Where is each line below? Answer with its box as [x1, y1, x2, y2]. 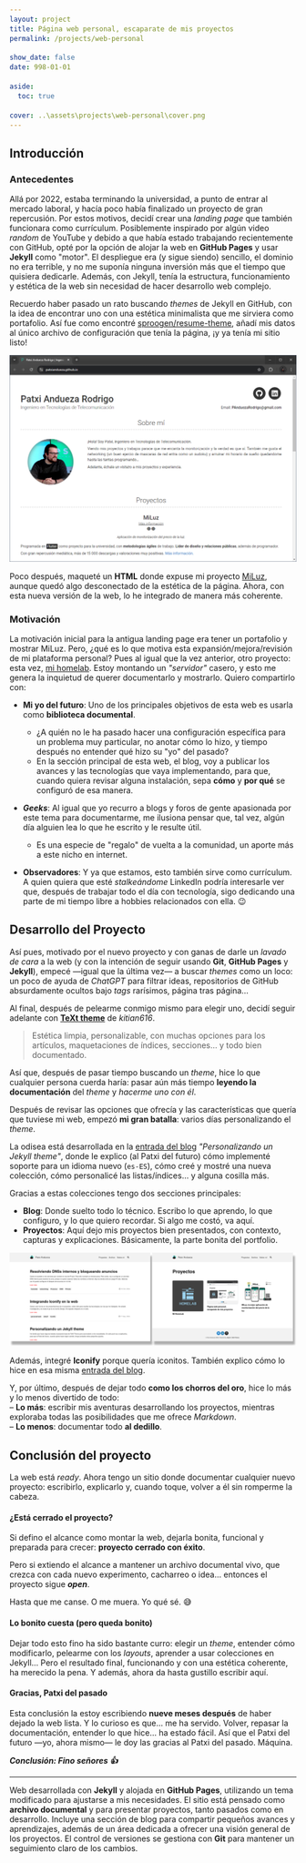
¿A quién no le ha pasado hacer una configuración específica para [36, 727, 286, 738]
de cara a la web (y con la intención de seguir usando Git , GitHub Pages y [9, 956, 289, 967]
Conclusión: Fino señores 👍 [9, 1755, 118, 1766]
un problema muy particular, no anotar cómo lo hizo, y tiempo [36, 737, 268, 748]
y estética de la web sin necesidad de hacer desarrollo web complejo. [9, 280, 271, 291]
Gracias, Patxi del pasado [9, 1687, 107, 1698]
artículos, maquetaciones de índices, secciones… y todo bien [31, 1039, 262, 1051]
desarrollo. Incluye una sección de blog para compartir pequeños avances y [9, 1813, 296, 1825]
